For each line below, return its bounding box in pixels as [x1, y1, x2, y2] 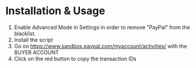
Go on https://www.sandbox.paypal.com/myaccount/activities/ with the [14, 43, 187, 50]
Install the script [14, 36, 54, 43]
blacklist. [14, 30, 36, 37]
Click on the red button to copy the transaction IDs [14, 55, 137, 62]
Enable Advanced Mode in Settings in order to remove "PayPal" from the [14, 24, 191, 31]
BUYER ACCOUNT [14, 48, 59, 56]
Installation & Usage [5, 4, 105, 18]
